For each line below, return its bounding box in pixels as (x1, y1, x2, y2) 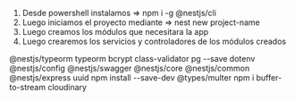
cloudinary (47, 82, 88, 92)
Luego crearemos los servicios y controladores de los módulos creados (21, 36, 287, 46)
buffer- (256, 72, 282, 83)
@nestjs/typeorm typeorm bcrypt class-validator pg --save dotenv (9, 54, 256, 63)
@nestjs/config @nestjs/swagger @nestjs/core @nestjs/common (9, 63, 250, 73)
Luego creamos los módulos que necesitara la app (21, 27, 209, 37)
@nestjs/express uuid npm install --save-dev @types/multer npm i (9, 72, 255, 83)
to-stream (9, 82, 46, 92)
